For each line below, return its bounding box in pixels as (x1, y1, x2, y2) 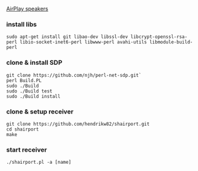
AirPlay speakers (6, 5, 48, 12)
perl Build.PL (6, 77, 42, 83)
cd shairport (6, 126, 39, 132)
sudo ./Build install (6, 93, 61, 99)
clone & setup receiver (6, 107, 74, 115)
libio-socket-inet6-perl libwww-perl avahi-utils (19, 39, 147, 45)
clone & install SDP (6, 59, 62, 67)
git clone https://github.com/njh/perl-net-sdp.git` (6, 72, 142, 78)
